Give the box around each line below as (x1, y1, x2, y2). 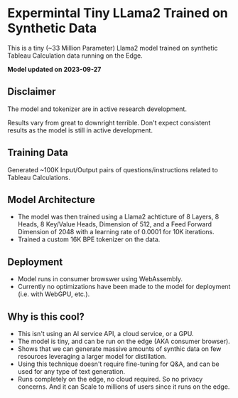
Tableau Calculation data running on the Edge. (7, 51, 144, 60)
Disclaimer (7, 85, 56, 98)
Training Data (7, 147, 69, 159)
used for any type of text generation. (17, 367, 126, 375)
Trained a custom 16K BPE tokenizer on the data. (17, 235, 161, 243)
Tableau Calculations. (7, 173, 71, 182)
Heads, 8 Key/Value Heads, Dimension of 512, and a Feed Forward (17, 220, 212, 229)
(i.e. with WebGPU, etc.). (17, 290, 90, 298)
